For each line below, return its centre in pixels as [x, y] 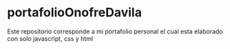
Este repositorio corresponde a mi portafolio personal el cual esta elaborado [115, 31]
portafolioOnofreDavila [75, 13]
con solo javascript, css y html [50, 38]
